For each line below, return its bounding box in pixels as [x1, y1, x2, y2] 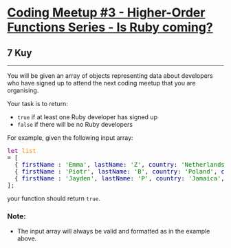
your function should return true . [7, 194, 101, 203]
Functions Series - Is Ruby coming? [7, 19, 213, 35]
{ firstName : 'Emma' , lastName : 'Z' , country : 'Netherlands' [14, 161, 229, 168]
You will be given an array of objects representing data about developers [7, 72, 213, 80]
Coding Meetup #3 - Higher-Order [7, 5, 206, 21]
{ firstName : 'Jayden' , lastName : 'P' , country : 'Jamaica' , [14, 174, 225, 182]
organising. [7, 86, 39, 94]
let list [7, 147, 36, 154]
